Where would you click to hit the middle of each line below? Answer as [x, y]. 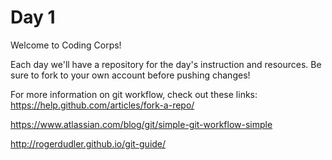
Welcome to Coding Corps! [66, 45]
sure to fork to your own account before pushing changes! [130, 75]
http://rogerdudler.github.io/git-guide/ [88, 143]
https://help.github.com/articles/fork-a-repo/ [102, 105]
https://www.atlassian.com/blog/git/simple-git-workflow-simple [141, 124]
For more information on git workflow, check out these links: [134, 94]
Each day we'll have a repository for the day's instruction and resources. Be [166, 64]
